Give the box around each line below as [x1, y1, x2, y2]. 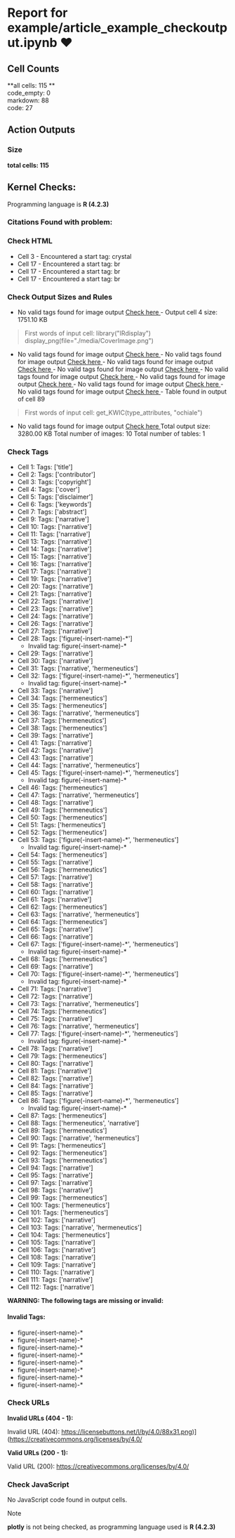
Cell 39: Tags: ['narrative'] [17, 731, 93, 740]
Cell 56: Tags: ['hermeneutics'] [17, 865, 107, 874]
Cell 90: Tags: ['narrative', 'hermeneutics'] [17, 1134, 140, 1142]
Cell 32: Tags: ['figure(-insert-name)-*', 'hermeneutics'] [17, 671, 179, 680]
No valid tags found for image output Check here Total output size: [17, 422, 210, 431]
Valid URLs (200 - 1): [7, 1448, 69, 1457]
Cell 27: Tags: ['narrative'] [17, 627, 93, 636]
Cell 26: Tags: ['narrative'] [17, 620, 93, 628]
